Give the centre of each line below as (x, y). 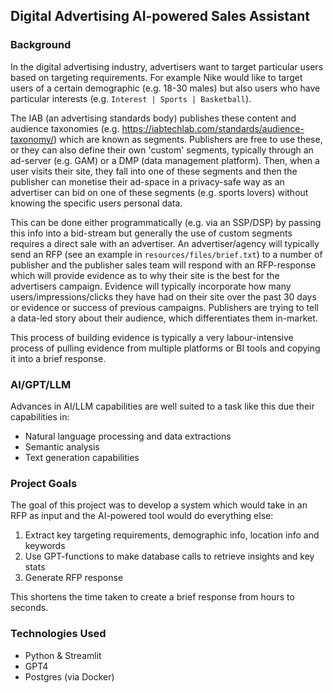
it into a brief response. (58, 358)
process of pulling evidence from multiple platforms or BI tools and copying (165, 348)
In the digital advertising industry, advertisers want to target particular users (167, 66)
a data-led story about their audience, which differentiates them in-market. (164, 318)
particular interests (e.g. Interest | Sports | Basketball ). (131, 98)
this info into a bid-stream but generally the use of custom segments (151, 233)
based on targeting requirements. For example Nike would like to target (156, 77)
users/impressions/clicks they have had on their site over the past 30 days (163, 296)
